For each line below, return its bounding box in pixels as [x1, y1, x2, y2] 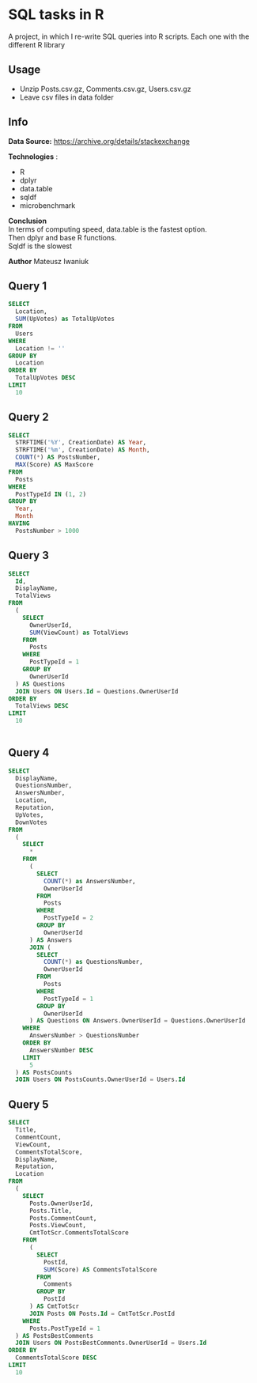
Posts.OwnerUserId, [28, 1200, 93, 1207]
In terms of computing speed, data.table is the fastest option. [8, 224, 207, 234]
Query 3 [8, 549, 49, 562]
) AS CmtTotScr [28, 1302, 80, 1310]
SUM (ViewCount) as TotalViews [28, 629, 129, 637]
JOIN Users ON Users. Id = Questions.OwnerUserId [15, 687, 179, 695]
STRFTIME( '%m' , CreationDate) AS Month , [15, 446, 150, 454]
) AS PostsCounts [15, 1068, 73, 1076]
